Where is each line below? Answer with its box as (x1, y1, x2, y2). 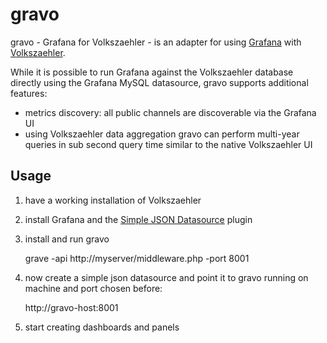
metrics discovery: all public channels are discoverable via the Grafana (24, 106, 317, 118)
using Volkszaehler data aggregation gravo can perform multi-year (24, 128, 300, 140)
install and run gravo (24, 233, 110, 245)
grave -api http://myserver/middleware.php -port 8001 (24, 252, 250, 264)
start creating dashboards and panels (24, 321, 180, 333)
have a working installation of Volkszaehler (24, 194, 202, 206)
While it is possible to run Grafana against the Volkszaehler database (10, 66, 294, 78)
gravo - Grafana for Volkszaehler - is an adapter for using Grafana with (10, 36, 302, 48)
